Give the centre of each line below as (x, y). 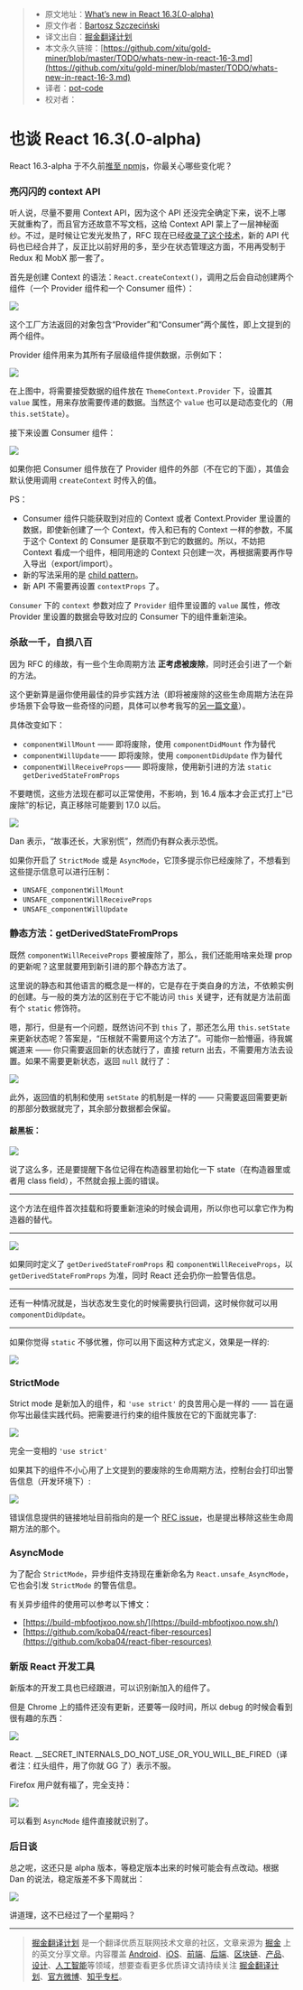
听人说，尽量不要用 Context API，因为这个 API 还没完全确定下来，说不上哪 (148, 213)
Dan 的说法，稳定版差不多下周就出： (78, 1879)
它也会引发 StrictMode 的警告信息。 (75, 1585)
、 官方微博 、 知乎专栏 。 (83, 1976)
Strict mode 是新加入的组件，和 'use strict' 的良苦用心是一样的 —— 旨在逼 (151, 1403)
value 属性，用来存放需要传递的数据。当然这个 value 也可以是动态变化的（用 (151, 403)
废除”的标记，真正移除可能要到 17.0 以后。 (87, 805)
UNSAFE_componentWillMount (73, 890)
